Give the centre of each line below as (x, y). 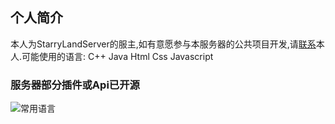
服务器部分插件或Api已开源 (75, 85)
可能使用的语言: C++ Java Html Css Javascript (117, 56)
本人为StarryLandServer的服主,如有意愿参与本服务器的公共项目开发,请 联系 (163, 44)
